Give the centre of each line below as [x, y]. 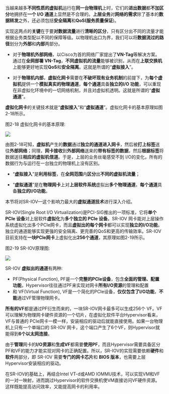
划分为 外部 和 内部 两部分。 [36, 44]
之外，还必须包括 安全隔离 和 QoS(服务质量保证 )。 [69, 20]
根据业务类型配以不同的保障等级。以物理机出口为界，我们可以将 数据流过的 [82, 37]
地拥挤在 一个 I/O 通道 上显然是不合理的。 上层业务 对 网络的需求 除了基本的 [84, 14]
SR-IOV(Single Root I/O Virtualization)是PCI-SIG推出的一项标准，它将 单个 [81, 212]
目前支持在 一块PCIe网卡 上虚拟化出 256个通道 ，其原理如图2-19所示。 [76, 238]
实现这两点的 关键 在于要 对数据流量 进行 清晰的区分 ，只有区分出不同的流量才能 [84, 31]
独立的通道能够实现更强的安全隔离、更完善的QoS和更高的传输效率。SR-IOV [83, 231]
